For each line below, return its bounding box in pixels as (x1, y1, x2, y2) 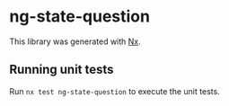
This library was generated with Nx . (9, 36, 141, 47)
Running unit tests (9, 62, 114, 77)
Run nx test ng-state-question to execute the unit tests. (9, 85, 220, 96)
